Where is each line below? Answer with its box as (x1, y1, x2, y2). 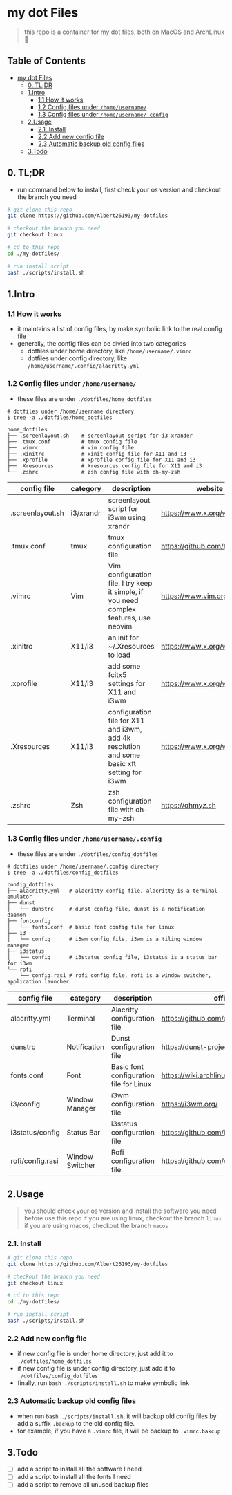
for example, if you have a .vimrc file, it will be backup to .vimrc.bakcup (17, 1427, 221, 1435)
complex (108, 604, 137, 613)
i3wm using (108, 512, 146, 522)
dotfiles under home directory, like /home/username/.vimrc (27, 347, 192, 355)
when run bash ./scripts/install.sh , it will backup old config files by (17, 1412, 217, 1420)
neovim (108, 621, 133, 631)
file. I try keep (108, 578, 153, 588)
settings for (108, 678, 146, 688)
